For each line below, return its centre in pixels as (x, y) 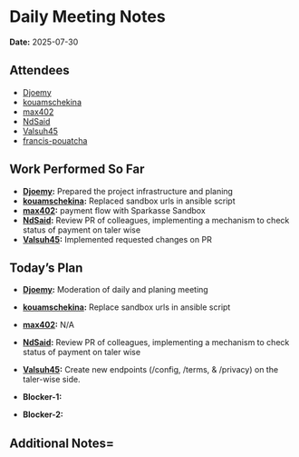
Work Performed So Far (77, 169)
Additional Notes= (62, 443)
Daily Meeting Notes (87, 17)
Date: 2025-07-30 (44, 42)
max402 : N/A (48, 325)
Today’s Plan (46, 268)
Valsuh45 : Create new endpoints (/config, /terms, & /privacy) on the (150, 370)
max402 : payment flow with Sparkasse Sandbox (114, 210)
